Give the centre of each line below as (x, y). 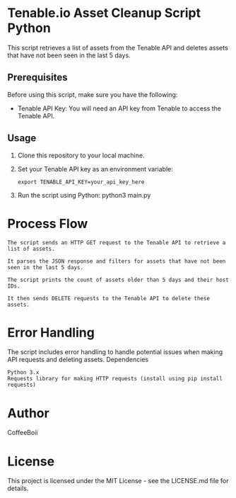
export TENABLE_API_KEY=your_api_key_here (81, 182)
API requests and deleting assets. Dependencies (78, 360)
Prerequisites (37, 78)
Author (28, 413)
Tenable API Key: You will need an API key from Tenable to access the (119, 108)
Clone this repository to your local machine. (81, 155)
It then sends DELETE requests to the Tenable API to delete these (109, 298)
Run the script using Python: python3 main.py (84, 195)
